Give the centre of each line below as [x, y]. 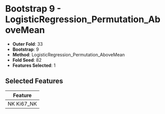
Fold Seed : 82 [27, 60]
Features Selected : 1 [34, 65]
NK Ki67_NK [22, 103]
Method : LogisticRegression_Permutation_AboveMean [68, 54]
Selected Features [34, 81]
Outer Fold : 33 [27, 44]
